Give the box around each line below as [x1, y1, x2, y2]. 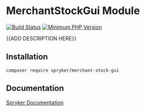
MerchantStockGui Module [6, 4, 140, 18]
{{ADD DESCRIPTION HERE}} [6, 35, 77, 42]
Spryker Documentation [6, 99, 64, 106]
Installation [6, 52, 48, 62]
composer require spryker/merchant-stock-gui [6, 67, 119, 73]
